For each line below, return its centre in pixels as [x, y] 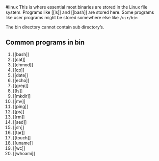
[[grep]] [21, 85]
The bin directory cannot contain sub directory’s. [55, 27]
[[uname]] [23, 143]
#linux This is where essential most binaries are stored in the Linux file [77, 7]
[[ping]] [20, 106]
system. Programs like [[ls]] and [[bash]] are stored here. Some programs [80, 12]
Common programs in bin [45, 42]
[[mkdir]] [22, 96]
